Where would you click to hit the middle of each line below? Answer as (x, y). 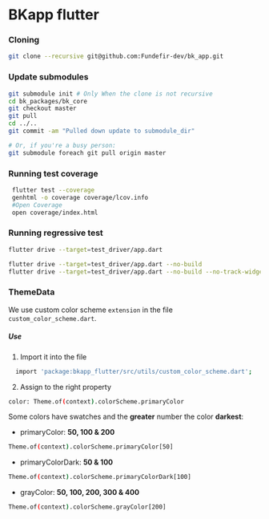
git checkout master (43, 109)
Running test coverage (53, 173)
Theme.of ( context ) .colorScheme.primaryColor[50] (91, 447)
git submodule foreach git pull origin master (87, 153)
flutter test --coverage (53, 190)
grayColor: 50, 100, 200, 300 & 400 (80, 493)
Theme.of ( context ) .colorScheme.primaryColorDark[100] (100, 477)
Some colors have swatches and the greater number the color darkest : (126, 417)
